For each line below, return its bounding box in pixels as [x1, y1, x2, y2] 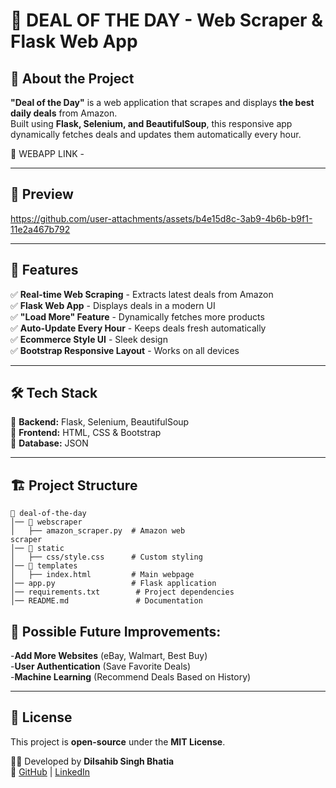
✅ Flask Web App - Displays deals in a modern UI [10, 299, 216, 311]
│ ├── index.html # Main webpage [10, 570, 195, 580]
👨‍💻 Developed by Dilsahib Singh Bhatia [10, 755, 175, 767]
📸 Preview [10, 186, 74, 203]
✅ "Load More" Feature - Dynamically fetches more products [10, 310, 265, 323]
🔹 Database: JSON [10, 437, 89, 449]
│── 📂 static [10, 544, 65, 554]
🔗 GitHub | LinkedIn [10, 765, 91, 778]
